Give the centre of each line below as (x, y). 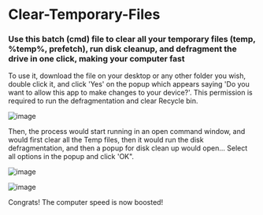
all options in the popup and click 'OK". (71, 157)
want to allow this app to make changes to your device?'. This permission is (131, 93)
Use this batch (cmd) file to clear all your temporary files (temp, (132, 39)
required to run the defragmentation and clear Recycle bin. (103, 101)
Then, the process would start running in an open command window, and (127, 132)
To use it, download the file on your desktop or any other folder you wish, (127, 76)
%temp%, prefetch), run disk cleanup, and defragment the (123, 49)
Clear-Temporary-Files (84, 15)
